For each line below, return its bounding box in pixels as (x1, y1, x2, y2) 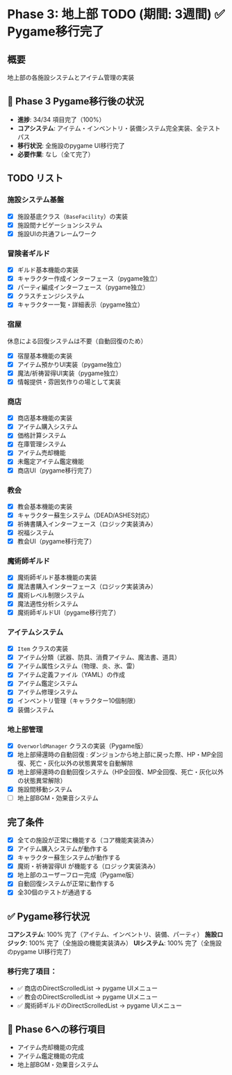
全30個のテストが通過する (17, 888, 92, 896)
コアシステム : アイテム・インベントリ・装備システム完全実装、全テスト (17, 124, 221, 132)
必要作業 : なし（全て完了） (17, 150, 94, 158)
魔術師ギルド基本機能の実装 (17, 573, 97, 582)
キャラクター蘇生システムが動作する (17, 853, 121, 862)
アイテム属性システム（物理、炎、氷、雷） (17, 662, 139, 671)
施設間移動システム (17, 785, 73, 794)
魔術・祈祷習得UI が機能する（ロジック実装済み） (17, 862, 160, 871)
